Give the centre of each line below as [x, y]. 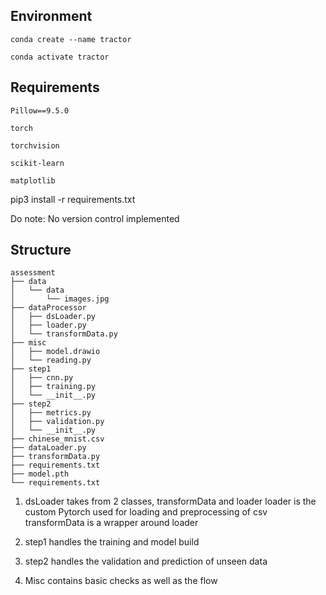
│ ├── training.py [53, 387]
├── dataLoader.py [48, 448]
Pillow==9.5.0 [40, 110]
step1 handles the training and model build [112, 542]
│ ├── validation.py [57, 422]
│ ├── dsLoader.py [53, 317]
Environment [51, 16]
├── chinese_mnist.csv [57, 439]
